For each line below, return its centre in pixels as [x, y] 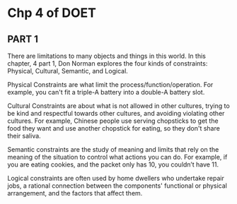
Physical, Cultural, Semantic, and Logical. [68, 71]
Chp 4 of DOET [52, 13]
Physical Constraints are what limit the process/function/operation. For [110, 85]
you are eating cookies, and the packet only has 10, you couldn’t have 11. [113, 164]
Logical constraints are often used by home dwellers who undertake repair [116, 178]
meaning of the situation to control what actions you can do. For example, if [117, 157]
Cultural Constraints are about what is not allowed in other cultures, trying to [118, 106]
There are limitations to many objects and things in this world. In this [107, 56]
